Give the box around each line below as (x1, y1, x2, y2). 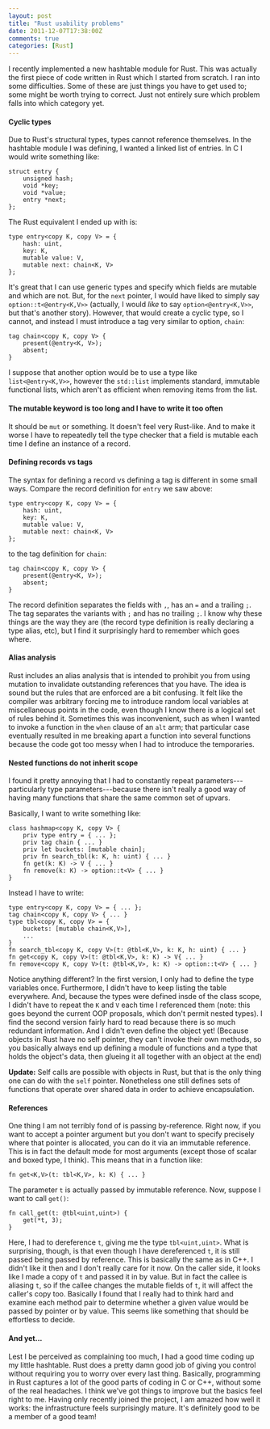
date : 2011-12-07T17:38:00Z (8, 27, 103, 35)
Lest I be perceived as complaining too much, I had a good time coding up (8, 1351, 255, 1361)
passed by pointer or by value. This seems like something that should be (8, 1306, 249, 1316)
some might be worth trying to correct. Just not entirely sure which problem (8, 90, 260, 99)
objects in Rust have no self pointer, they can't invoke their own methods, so (8, 1035, 262, 1044)
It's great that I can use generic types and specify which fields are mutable (8, 282, 257, 292)
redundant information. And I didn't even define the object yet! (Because (8, 1026, 249, 1035)
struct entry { (8, 167, 60, 176)
